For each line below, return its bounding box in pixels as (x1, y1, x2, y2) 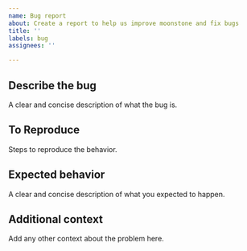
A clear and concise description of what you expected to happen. (8, 189, 225, 199)
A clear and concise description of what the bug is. (8, 100, 178, 109)
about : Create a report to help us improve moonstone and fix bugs (8, 19, 240, 27)
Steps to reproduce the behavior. (8, 144, 118, 154)
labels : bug (8, 34, 48, 43)
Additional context (8, 212, 103, 226)
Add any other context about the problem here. (8, 234, 165, 244)
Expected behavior (8, 168, 105, 182)
